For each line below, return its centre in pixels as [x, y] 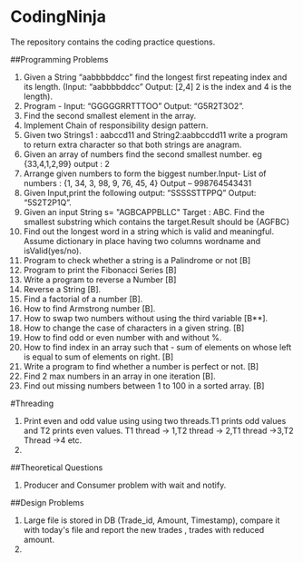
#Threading [32, 403]
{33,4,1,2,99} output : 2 [66, 163]
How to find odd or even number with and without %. [122, 337]
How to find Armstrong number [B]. [89, 308]
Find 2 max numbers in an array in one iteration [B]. [119, 376]
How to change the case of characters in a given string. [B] [134, 328]
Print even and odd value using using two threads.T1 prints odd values [155, 420]
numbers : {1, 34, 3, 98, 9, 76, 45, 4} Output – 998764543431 [137, 182]
